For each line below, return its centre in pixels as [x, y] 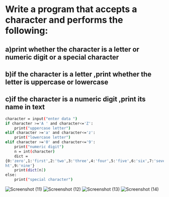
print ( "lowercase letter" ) [43, 138]
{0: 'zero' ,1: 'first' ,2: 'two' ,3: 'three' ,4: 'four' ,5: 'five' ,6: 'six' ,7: [80, 161]
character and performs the [64, 20]
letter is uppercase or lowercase [57, 82]
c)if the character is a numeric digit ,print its [75, 99]
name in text [25, 107]
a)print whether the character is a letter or [72, 49]
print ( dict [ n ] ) [30, 170]
